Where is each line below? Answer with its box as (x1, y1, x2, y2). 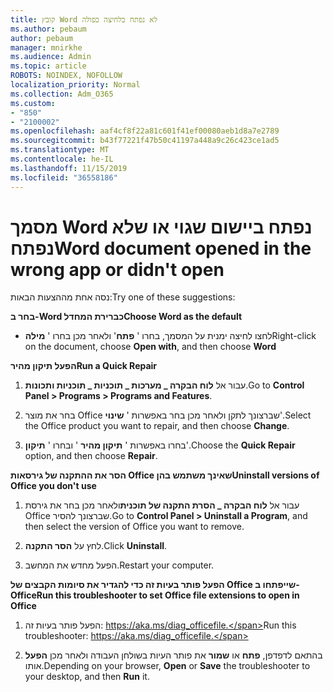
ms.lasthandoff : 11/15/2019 (10, 163, 128, 173)
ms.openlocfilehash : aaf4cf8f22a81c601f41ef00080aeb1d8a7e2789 (10, 126, 280, 136)
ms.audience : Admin (10, 52, 92, 62)
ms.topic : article (10, 61, 87, 71)
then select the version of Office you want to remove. (24, 521, 245, 533)
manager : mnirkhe (10, 42, 83, 53)
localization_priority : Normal (10, 80, 141, 90)
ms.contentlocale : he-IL (10, 154, 114, 164)
